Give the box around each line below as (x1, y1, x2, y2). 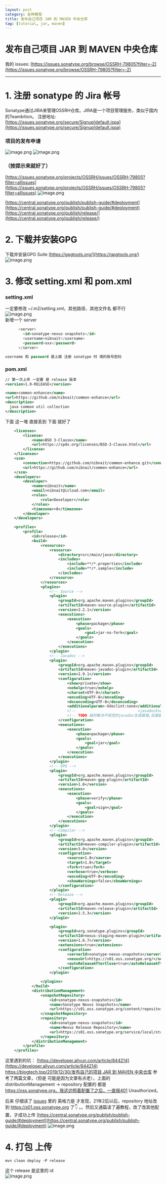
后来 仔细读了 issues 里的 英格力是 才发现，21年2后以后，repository (5, 1098, 143, 1104)
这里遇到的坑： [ (5, 1057, 39, 1063)
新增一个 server (5, 317, 37, 323)
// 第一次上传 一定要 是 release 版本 (5, 377, 77, 382)
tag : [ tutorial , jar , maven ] (5, 21, 65, 26)
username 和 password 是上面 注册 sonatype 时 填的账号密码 (5, 354, 122, 359)
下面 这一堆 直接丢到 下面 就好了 (5, 418, 71, 424)
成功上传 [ (18, 1112, 39, 1118)
